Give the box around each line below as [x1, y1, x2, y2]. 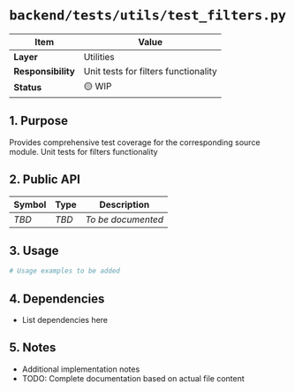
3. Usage [9, 242, 59, 258]
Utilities [83, 50, 115, 63]
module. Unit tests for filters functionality [9, 146, 158, 157]
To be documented [85, 213, 164, 226]
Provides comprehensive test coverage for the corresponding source [9, 136, 261, 148]
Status [13, 81, 42, 94]
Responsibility [13, 65, 75, 77]
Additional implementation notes [21, 364, 140, 374]
